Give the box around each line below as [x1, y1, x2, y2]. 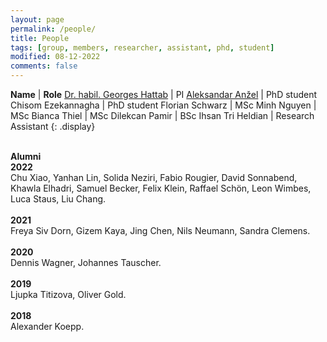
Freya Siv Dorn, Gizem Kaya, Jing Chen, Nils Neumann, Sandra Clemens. [10, 225, 311, 236]
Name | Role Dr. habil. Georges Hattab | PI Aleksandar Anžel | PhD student [10, 89, 317, 100]
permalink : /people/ [10, 24, 97, 34]
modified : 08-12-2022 [10, 52, 101, 62]
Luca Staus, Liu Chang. [10, 193, 107, 205]
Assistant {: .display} [10, 121, 96, 132]
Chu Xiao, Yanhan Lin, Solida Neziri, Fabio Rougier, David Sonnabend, [10, 172, 298, 183]
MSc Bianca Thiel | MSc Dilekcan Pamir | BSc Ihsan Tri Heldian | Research [10, 110, 315, 121]
